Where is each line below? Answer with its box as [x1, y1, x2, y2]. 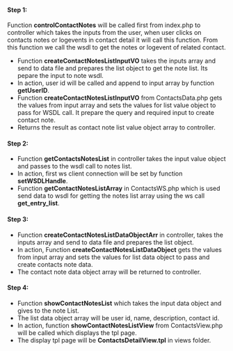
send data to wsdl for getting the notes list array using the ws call [17, 192, 205, 200]
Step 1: [7, 6, 28, 14]
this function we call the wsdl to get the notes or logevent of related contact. [7, 43, 226, 52]
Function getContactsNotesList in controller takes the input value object [17, 155, 226, 163]
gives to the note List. [17, 306, 80, 315]
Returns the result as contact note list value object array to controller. [17, 123, 216, 132]
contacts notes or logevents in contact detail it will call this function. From [7, 36, 218, 45]
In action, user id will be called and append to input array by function [17, 79, 214, 87]
